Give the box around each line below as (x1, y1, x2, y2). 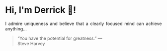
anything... (5, 25, 27, 31)
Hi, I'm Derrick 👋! (5, 4, 76, 16)
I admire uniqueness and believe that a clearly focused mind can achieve (5, 21, 162, 26)
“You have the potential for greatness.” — (17, 35, 102, 41)
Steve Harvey (17, 40, 45, 46)
